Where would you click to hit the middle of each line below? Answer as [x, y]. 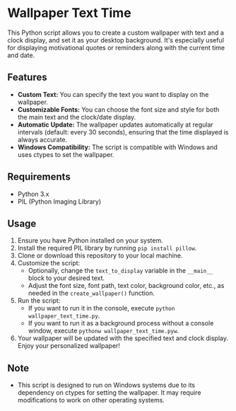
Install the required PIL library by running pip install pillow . [107, 248]
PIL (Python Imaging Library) [59, 201]
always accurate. [42, 139]
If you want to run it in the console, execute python [101, 308]
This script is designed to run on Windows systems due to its [106, 385]
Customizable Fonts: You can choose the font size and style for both [118, 109]
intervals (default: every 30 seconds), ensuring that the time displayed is [123, 132]
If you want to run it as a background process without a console [121, 323]
